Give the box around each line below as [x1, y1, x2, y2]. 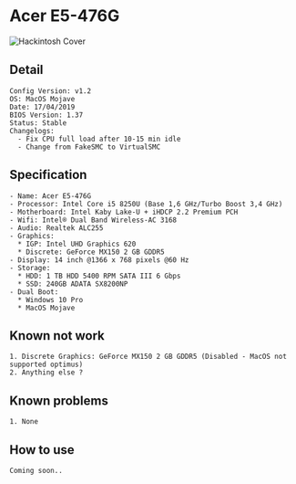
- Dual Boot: [9, 287, 59, 297]
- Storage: [9, 263, 51, 272]
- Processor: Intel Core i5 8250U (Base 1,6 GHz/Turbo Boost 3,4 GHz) [9, 199, 283, 208]
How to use [9, 442, 75, 458]
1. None [9, 417, 39, 426]
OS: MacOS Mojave [9, 94, 76, 103]
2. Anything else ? [9, 368, 84, 377]
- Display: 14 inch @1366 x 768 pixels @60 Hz [9, 255, 189, 265]
